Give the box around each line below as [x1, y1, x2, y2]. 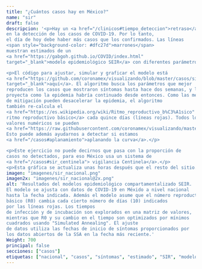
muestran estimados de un [6, 48, 71, 54]
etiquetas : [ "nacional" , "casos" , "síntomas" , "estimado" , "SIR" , [6, 253, 176, 260]
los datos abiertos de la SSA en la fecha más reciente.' [6, 232, 155, 238]
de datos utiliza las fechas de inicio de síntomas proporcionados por [6, 226, 189, 232]
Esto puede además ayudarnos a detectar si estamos [6, 131, 138, 138]
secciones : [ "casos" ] [6, 248, 61, 254]
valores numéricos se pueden [6, 120, 79, 126]
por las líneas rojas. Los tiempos [6, 204, 96, 210]
